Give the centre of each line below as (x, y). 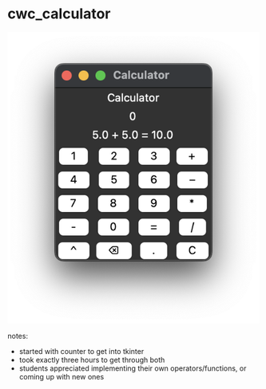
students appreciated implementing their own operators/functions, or (133, 368)
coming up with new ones (62, 377)
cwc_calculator (59, 14)
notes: (18, 336)
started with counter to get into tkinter (81, 352)
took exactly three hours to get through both (92, 360)
